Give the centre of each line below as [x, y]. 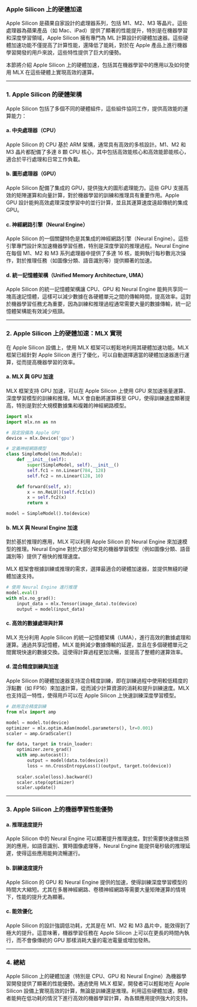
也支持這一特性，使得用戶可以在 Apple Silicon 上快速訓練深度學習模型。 [93, 696]
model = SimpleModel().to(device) [48, 514]
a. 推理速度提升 [24, 824]
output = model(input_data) [51, 609]
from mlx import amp [31, 712]
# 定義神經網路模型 [26, 449]
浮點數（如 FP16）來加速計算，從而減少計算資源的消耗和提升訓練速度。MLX [98, 688]
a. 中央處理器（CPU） [33, 130]
